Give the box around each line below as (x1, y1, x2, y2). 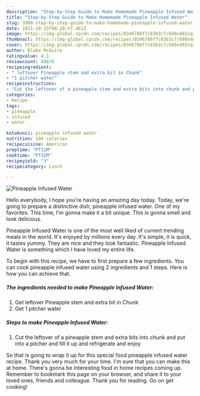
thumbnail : (6, 36, 33, 42)
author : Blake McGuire (6, 48, 62, 54)
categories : (6, 92, 36, 98)
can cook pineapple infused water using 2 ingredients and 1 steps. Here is (6, 264, 187, 271)
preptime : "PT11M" (6, 146, 52, 152)
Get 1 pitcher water (14, 305, 61, 313)
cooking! (6, 383, 28, 391)
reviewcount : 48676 (6, 58, 55, 64)
